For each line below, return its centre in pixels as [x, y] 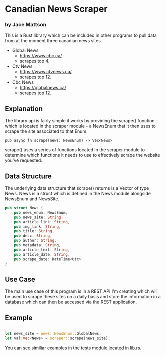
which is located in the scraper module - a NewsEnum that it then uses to [80, 126]
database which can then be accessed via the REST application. [71, 302]
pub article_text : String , [42, 250]
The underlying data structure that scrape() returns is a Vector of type [77, 188]
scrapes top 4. [35, 61]
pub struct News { [24, 208]
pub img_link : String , [38, 227]
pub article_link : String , [42, 222]
